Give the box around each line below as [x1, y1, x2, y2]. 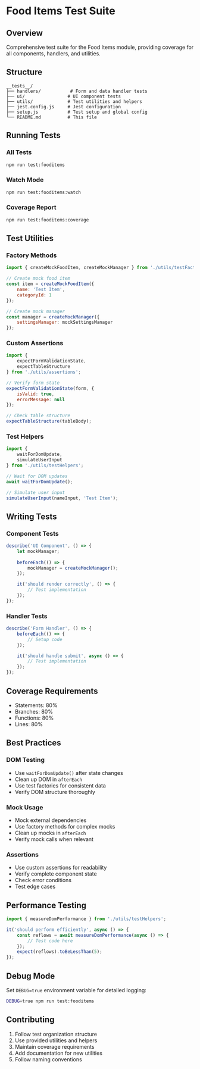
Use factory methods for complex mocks [14, 823, 115, 830]
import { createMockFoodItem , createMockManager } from [6, 265, 148, 271]
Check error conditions [14, 877, 72, 884]
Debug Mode [6, 971, 55, 981]
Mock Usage [6, 803, 43, 811]
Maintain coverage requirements [14, 1043, 95, 1050]
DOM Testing [6, 756, 45, 764]
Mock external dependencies [14, 817, 87, 824]
